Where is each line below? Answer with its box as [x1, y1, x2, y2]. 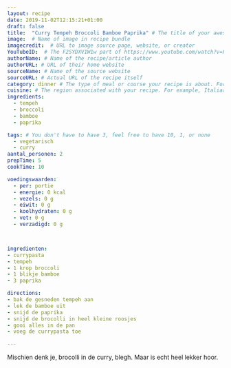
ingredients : [7, 94, 45, 101]
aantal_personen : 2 [7, 151, 63, 158]
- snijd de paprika [7, 309, 63, 316]
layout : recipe [7, 10, 51, 17]
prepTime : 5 [7, 157, 41, 164]
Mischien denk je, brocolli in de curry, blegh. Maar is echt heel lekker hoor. [7, 353, 219, 362]
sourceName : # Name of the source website [7, 68, 131, 74]
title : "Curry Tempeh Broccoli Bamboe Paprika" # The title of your [7, 29, 211, 37]
